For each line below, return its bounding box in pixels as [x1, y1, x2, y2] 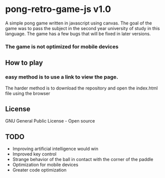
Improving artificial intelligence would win [12, 146, 99, 152]
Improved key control [12, 151, 57, 157]
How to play [5, 58, 43, 67]
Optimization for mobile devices [12, 161, 79, 168]
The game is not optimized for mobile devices [5, 43, 119, 50]
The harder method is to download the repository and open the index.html [5, 85, 158, 91]
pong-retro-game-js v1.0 [5, 3, 111, 15]
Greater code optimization [12, 167, 67, 173]
